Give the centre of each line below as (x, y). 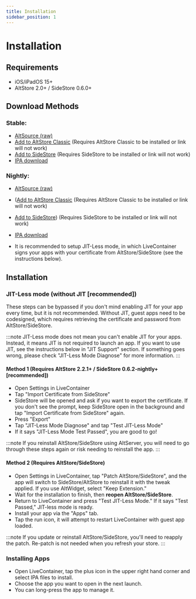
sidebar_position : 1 (31, 17)
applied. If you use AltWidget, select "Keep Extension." (80, 488)
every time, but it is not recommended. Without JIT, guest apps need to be (96, 313)
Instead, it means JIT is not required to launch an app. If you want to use (93, 343)
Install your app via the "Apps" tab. (56, 513)
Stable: (17, 122)
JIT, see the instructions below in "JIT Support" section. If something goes (96, 349)
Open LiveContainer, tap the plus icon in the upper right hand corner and (102, 571)
